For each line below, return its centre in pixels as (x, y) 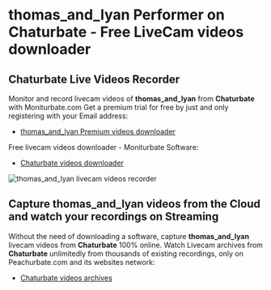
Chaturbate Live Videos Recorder (94, 79)
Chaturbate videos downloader (72, 163)
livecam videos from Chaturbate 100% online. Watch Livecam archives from (135, 245)
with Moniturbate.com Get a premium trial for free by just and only (119, 107)
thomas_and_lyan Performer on (116, 15)
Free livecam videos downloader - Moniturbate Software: (104, 147)
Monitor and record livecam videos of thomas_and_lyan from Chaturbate (131, 98)
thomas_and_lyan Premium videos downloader (98, 132)
